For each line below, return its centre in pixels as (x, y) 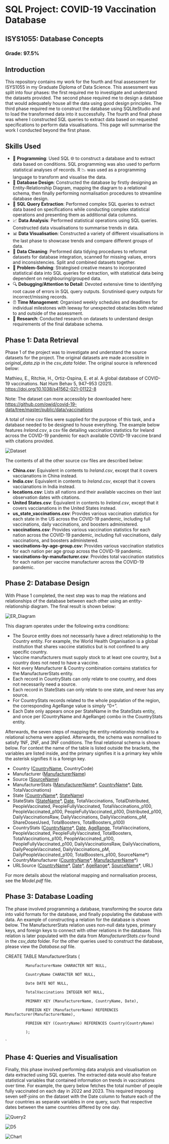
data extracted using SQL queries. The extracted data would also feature (81, 1075)
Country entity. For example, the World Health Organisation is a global (85, 641)
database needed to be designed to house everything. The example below (82, 425)
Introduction (25, 69)
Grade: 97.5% (22, 53)
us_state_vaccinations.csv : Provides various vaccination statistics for (86, 513)
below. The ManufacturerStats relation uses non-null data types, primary (81, 925)
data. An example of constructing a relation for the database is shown (78, 919)
